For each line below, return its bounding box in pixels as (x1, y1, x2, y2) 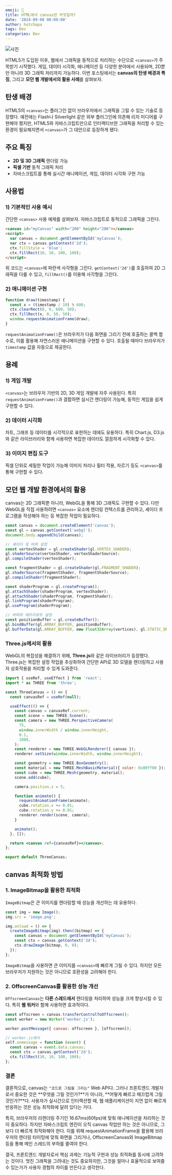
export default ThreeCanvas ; (5, 855, 68, 860)
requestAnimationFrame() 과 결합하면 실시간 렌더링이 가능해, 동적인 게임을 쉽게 (5, 396, 163, 402)
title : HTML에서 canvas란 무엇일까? (5, 12, 76, 17)
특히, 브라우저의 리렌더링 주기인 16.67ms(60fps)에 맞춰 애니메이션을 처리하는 (5, 1115, 160, 1121)
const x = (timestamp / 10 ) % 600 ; (10, 302, 86, 307)
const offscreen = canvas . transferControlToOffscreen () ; (5, 1012, 130, 1017)
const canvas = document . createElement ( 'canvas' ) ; (5, 523, 116, 528)
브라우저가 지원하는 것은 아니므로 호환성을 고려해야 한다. (5, 968, 118, 975)
